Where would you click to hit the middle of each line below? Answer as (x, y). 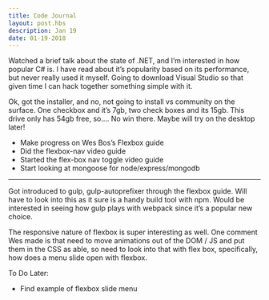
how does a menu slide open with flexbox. (78, 258)
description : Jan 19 (43, 30)
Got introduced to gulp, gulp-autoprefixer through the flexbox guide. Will (128, 191)
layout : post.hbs (37, 23)
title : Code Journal (43, 16)
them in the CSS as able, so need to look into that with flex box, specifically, (133, 250)
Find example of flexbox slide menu (78, 289)
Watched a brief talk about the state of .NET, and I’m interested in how (124, 61)
